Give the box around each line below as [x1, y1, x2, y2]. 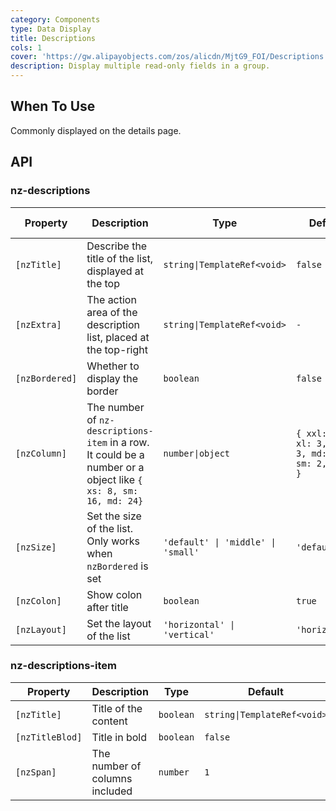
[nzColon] [15, 595, 62, 606]
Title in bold [91, 730, 148, 744]
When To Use [10, 98, 96, 115]
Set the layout [86, 616, 152, 630]
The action [86, 292, 137, 306]
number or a [86, 460, 145, 474]
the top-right [86, 342, 148, 356]
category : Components [10, 14, 101, 25]
